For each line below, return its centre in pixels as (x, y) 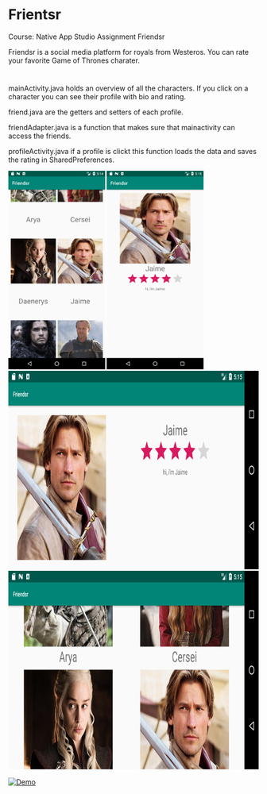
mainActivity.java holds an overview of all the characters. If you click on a (128, 88)
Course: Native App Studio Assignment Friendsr (87, 37)
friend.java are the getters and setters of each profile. (96, 112)
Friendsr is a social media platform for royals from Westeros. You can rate (128, 52)
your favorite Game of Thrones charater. (74, 60)
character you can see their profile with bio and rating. (97, 97)
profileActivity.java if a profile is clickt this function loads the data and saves (132, 152)
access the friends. (40, 136)
